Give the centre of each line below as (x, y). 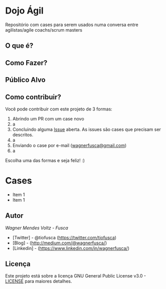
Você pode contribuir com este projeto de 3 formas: (59, 109)
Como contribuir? (33, 97)
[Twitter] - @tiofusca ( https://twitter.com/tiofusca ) (64, 237)
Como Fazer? (26, 63)
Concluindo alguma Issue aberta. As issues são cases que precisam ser (87, 129)
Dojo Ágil (24, 11)
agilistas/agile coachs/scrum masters (44, 30)
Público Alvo (26, 80)
